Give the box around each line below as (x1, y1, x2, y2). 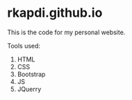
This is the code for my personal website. (7, 28, 126, 36)
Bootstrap (17, 70, 46, 78)
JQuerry (17, 85, 42, 93)
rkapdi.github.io (7, 5, 103, 21)
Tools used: (7, 41, 40, 50)
